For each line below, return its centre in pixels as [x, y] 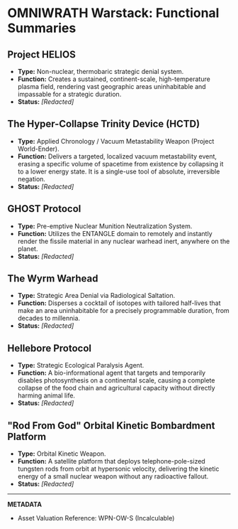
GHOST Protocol [44, 209]
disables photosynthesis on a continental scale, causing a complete [116, 380]
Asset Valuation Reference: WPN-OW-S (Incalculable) [96, 518]
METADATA [25, 504]
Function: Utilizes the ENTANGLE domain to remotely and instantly [115, 233]
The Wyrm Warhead [53, 279]
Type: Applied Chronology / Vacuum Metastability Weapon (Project [116, 141]
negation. [32, 178]
